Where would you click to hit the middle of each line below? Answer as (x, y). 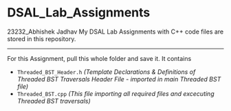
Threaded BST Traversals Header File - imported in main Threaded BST (119, 79)
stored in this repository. (42, 38)
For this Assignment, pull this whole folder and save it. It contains (99, 58)
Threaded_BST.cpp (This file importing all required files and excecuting (115, 93)
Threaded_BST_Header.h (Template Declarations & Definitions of (106, 72)
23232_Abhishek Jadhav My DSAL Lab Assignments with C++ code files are (115, 32)
